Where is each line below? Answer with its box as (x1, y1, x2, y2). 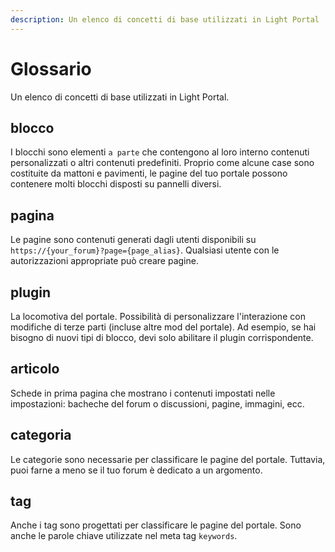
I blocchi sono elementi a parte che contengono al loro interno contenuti (10, 146, 310, 158)
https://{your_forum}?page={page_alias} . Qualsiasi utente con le (10, 244, 280, 256)
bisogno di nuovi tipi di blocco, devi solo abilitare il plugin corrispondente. (10, 332, 314, 343)
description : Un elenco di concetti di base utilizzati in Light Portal (10, 14, 320, 25)
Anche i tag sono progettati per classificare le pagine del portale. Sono (10, 519, 302, 531)
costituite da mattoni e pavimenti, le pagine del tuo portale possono (10, 167, 288, 180)
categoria (10, 427, 72, 444)
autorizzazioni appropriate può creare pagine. (10, 255, 199, 267)
